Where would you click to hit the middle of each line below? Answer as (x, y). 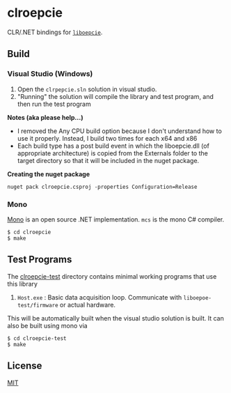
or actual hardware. (88, 305)
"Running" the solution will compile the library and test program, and (115, 96)
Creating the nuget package (49, 174)
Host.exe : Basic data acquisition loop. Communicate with (99, 297)
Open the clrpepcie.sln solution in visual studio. (87, 89)
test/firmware (38, 305)
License (25, 366)
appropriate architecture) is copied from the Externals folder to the (113, 153)
